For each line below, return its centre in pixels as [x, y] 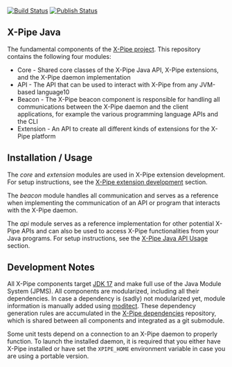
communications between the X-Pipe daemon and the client [103, 107]
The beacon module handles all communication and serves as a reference [113, 195]
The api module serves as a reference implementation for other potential [111, 223]
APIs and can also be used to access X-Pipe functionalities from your [121, 231]
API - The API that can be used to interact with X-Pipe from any [108, 84]
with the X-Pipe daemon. [43, 210]
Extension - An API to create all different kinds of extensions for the [113, 129]
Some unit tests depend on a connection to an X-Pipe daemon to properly [113, 334]
